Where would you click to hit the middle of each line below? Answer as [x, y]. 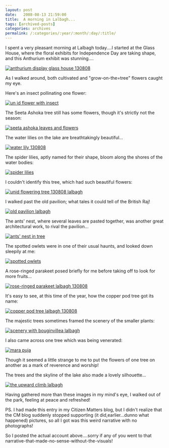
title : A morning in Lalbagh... [40, 19]
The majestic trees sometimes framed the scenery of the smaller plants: [80, 321]
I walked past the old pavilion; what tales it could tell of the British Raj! [78, 202]
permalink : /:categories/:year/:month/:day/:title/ [61, 33]
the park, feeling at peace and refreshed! [48, 400]
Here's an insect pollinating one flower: [46, 93]
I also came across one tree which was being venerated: [64, 340]
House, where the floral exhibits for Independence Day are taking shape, [81, 53]
